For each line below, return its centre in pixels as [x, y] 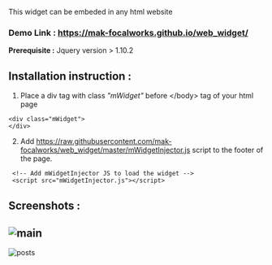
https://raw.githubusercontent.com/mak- [104, 141]
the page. [36, 159]
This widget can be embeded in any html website [91, 12]
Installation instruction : [70, 76]
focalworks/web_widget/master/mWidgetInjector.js [105, 150]
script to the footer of [228, 150]
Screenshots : [45, 205]
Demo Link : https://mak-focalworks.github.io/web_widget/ [129, 33]
